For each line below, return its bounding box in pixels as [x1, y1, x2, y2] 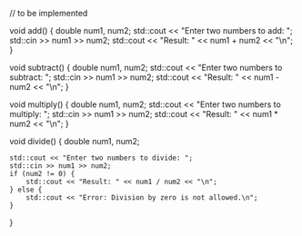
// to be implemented [9, 8, 88, 18]
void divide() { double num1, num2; [9, 136, 140, 146]
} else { [9, 185, 43, 194]
